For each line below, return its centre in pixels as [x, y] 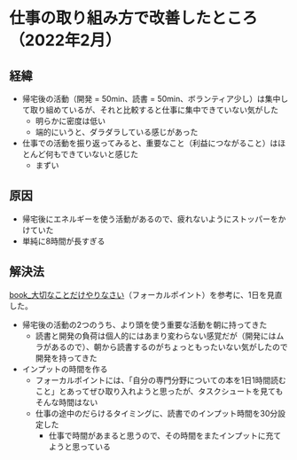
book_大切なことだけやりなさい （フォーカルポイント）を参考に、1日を [138, 294]
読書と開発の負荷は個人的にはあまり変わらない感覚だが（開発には [156, 335]
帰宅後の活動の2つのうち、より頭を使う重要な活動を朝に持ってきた [145, 324]
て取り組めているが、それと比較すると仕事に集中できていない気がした [150, 110]
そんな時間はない [66, 402]
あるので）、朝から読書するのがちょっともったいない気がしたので [169, 347]
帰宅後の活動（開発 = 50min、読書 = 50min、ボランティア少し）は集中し [155, 99]
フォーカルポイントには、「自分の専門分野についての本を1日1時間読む [160, 380]
